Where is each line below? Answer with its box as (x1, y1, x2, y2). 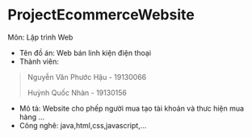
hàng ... (19, 111, 45, 122)
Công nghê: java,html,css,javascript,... (19, 120, 147, 130)
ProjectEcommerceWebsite (7, 6, 195, 24)
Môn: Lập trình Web (7, 32, 73, 42)
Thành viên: (19, 56, 60, 66)
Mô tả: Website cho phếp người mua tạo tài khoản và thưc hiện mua (19, 103, 244, 113)
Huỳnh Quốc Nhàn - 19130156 (27, 87, 127, 98)
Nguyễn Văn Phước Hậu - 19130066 (27, 72, 147, 82)
